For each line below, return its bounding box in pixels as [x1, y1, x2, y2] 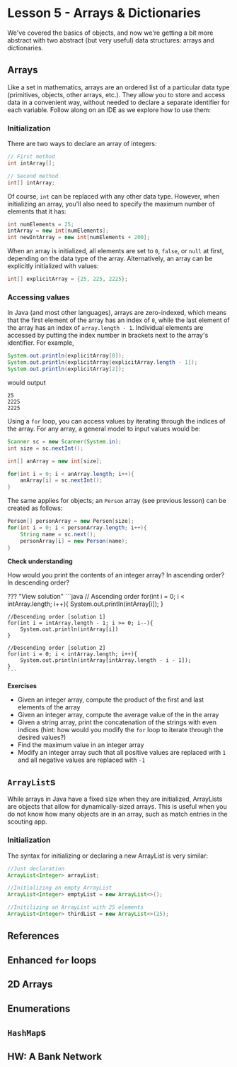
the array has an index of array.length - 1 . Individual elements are [7, 324, 204, 332]
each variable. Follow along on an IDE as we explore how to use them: [7, 105, 211, 114]
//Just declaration [7, 865, 65, 872]
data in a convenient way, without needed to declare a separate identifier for [7, 98, 230, 106]
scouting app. [7, 817, 47, 826]
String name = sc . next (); [20, 531, 97, 538]
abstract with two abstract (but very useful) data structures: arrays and [7, 35, 214, 44]
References [7, 930, 59, 942]
